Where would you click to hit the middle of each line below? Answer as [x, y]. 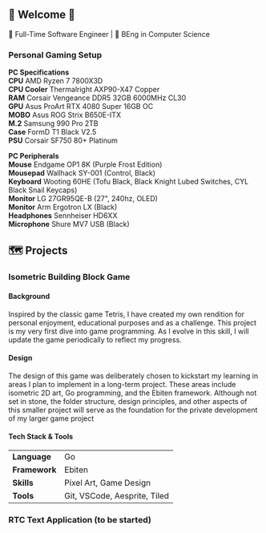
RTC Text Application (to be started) [80, 519]
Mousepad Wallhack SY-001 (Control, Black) [82, 173]
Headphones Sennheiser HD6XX [63, 216]
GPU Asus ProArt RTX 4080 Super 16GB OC [81, 107]
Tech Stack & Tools [41, 437]
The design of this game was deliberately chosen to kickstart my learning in [133, 376]
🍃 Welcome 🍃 [42, 15]
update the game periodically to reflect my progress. [95, 339]
